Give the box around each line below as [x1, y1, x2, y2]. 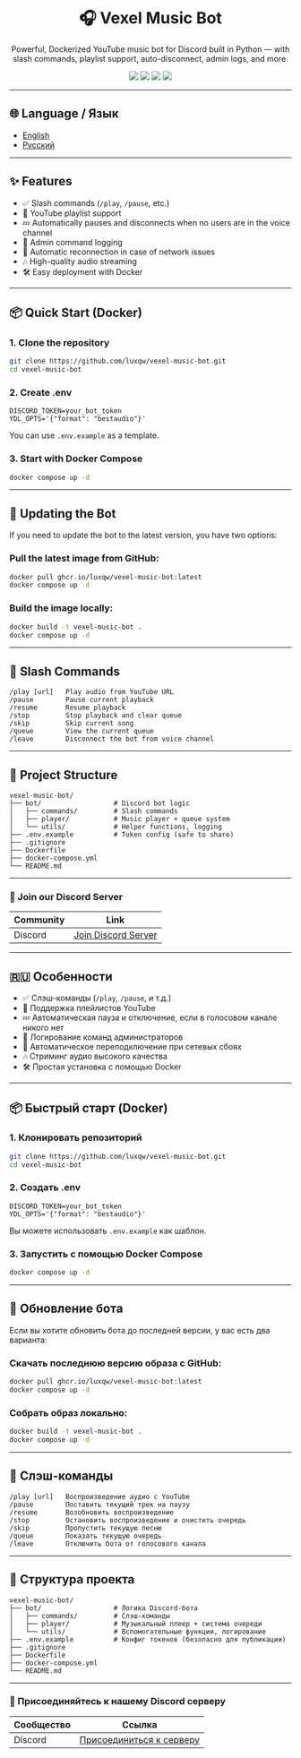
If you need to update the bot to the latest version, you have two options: [9, 530, 278, 541]
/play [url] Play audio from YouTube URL [9, 688, 175, 697]
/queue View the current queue [9, 727, 154, 736]
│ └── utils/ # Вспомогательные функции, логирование [9, 1627, 267, 1636]
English [21, 130, 50, 141]
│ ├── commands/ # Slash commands [9, 807, 178, 816]
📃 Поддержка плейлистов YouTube [21, 1003, 156, 1014]
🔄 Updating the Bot [9, 506, 116, 521]
